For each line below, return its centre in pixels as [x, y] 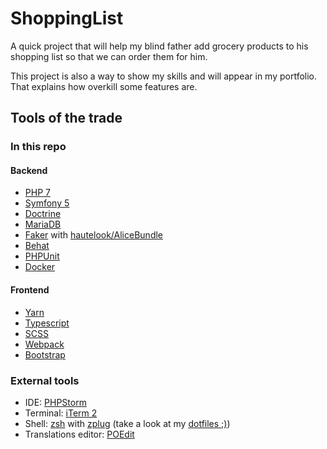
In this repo [38, 147]
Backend [29, 170]
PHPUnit [42, 256]
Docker [40, 267]
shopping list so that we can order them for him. [109, 56]
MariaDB [43, 224]
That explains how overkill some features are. [104, 86]
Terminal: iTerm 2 [61, 413]
